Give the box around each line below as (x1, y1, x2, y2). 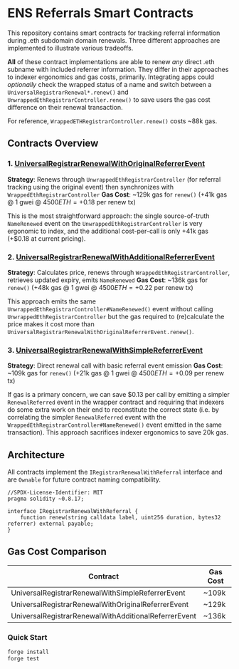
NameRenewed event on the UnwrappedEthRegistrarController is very (7, 219, 203, 227)
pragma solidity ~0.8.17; (7, 495, 84, 503)
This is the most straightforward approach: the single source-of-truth (7, 212, 210, 220)
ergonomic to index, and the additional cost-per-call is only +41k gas (7, 227, 208, 235)
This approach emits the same (7, 297, 96, 306)
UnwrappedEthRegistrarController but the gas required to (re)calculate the (7, 312, 225, 321)
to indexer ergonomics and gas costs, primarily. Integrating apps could (7, 73, 215, 81)
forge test (7, 655, 40, 663)
